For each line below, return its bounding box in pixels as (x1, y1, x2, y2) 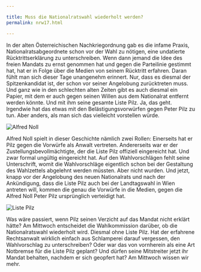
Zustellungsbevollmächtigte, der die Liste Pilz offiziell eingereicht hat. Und (6, 148, 190, 155)
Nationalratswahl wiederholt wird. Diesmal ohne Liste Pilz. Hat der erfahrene (6, 228, 195, 235)
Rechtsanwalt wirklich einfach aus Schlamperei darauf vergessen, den (6, 235, 180, 242)
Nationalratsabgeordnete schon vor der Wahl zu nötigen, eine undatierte (6, 47, 185, 55)
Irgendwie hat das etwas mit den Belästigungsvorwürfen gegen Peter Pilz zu (6, 105, 196, 112)
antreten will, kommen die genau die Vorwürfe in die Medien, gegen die (6, 186, 183, 193)
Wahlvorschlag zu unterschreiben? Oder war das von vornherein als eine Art (6, 241, 195, 248)
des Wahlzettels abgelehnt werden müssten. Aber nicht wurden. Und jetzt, (6, 166, 190, 174)
